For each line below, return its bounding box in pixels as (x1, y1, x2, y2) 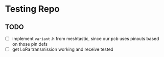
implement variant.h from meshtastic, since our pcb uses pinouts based (12, 36, 159, 41)
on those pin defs (12, 41, 48, 47)
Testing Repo (5, 3, 60, 15)
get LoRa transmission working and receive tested (12, 46, 114, 52)
